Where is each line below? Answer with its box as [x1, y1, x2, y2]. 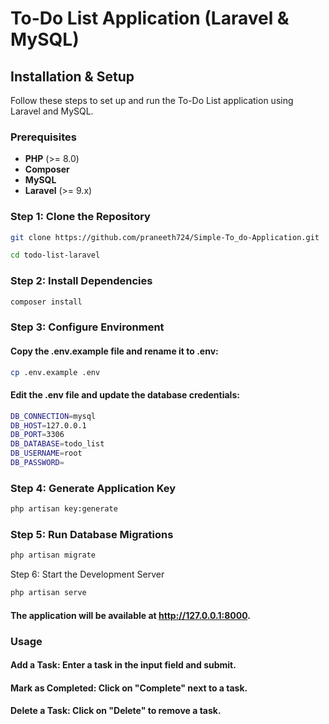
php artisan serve [10, 588, 87, 598]
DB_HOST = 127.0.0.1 [10, 420, 87, 431]
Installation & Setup [10, 68, 135, 85]
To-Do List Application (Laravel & [10, 7, 290, 30]
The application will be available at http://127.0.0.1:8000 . [10, 609, 251, 621]
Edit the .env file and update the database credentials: [10, 389, 240, 401]
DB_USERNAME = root [10, 448, 83, 459]
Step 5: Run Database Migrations [10, 528, 174, 542]
